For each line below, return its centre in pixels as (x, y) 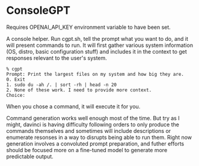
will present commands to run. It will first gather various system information (100, 45)
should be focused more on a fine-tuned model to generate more (87, 150)
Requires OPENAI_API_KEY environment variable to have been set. (89, 27)
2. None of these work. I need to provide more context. (79, 90)
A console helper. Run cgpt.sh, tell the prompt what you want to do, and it (97, 38)
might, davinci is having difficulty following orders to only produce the (93, 124)
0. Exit (16, 79)
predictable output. (30, 156)
